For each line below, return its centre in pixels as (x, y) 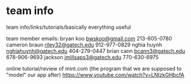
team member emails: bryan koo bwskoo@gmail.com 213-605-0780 (89, 38)
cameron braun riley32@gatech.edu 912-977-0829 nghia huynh (84, 45)
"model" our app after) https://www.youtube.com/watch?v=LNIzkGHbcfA (95, 75)
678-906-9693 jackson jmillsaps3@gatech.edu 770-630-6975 (82, 57)
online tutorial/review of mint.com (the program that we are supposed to (94, 68)
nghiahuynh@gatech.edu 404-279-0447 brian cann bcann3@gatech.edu (96, 51)
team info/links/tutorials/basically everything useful (69, 27)
